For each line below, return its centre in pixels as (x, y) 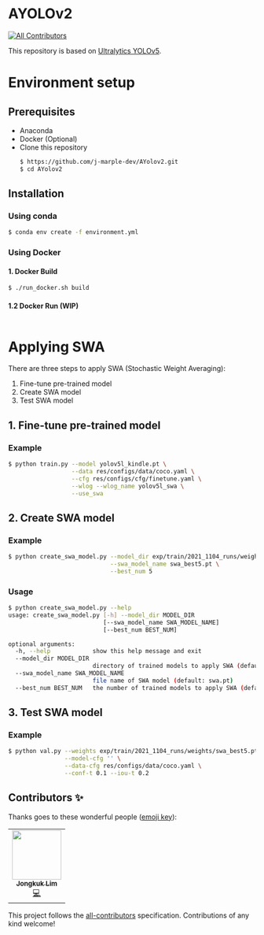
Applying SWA (57, 347)
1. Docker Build (33, 271)
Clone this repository (53, 147)
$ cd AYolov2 (41, 169)
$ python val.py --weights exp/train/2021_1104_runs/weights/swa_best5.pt (133, 751)
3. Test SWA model (55, 712)
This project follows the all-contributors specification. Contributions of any (129, 915)
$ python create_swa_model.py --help (70, 608)
